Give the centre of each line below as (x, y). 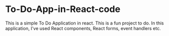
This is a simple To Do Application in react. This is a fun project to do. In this (84, 23)
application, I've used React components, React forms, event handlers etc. (83, 28)
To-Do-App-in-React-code (63, 9)
